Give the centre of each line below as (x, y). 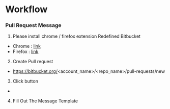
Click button (25, 81)
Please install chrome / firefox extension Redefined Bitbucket (77, 36)
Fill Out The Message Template (45, 101)
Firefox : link (25, 51)
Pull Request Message (33, 25)
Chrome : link (26, 46)
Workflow (26, 9)
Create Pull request (33, 62)
